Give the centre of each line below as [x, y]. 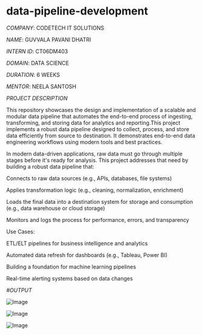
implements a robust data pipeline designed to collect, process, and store [98, 129]
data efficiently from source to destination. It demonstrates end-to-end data [101, 135]
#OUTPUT [19, 290]
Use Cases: [21, 232]
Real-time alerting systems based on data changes [70, 278]
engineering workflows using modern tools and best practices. [84, 142]
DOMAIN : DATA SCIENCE [38, 63]
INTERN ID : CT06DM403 [37, 51]
